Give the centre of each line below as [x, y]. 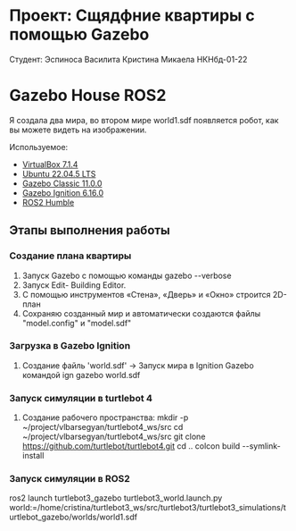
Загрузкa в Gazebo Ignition [70, 346]
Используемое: [39, 147]
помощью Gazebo [79, 34]
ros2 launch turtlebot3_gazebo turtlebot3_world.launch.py [116, 498]
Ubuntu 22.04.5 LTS [59, 173]
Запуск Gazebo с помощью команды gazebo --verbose [127, 275]
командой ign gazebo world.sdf [81, 375]
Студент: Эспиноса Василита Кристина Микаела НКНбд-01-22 [128, 59]
